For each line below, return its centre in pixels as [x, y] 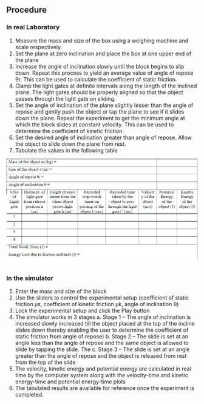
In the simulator [30, 278]
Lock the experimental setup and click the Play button [82, 310]
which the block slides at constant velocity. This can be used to [94, 125]
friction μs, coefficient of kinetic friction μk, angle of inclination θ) [97, 304]
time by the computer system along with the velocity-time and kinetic [102, 375]
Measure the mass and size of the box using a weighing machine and [102, 40]
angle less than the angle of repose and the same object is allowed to [102, 343]
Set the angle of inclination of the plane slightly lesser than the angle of [104, 105]
